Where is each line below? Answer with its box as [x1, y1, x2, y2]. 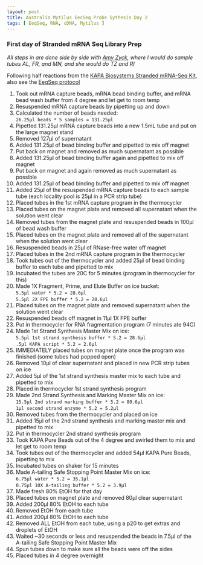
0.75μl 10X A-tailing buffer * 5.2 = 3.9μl [15, 482, 127, 488]
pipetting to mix [15, 455, 55, 462]
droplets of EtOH [15, 526, 58, 533]
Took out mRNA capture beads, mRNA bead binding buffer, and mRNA [15, 90, 191, 97]
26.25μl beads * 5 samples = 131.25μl [15, 117, 114, 123]
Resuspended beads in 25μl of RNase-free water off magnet [15, 244, 167, 251]
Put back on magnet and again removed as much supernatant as [15, 167, 177, 174]
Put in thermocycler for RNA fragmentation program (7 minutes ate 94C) [15, 321, 196, 328]
